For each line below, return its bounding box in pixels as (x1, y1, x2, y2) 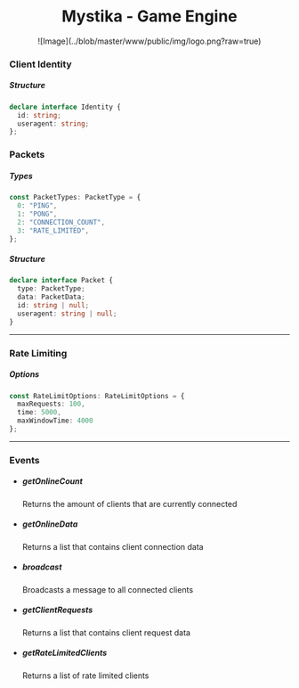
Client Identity (9, 58, 73, 70)
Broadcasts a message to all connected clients (21, 584, 194, 594)
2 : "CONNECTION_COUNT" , (17, 217, 105, 226)
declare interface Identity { (9, 102, 122, 111)
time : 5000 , (17, 408, 62, 417)
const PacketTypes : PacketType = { (9, 193, 141, 202)
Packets (9, 149, 45, 161)
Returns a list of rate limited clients (21, 670, 149, 681)
